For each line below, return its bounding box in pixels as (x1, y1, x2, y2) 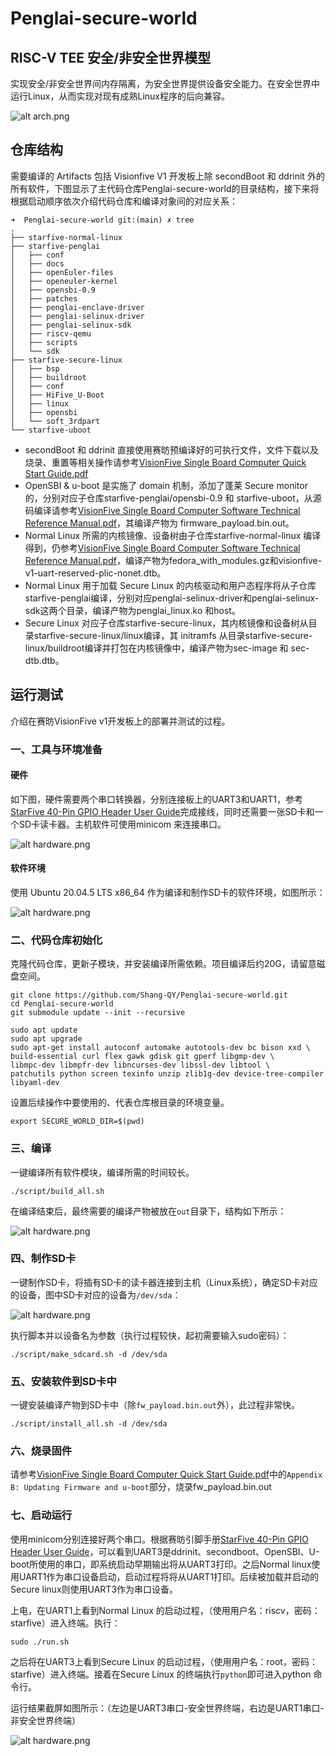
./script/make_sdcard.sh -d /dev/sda (10, 1349, 168, 1359)
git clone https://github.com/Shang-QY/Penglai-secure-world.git (10, 990, 288, 1001)
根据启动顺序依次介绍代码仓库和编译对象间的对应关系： (10, 195, 238, 207)
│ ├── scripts (10, 337, 78, 347)
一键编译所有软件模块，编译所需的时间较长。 (10, 1166, 195, 1178)
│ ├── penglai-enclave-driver (10, 302, 145, 312)
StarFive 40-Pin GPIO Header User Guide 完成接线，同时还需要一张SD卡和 (10, 805, 315, 817)
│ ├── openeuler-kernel (10, 276, 118, 286)
